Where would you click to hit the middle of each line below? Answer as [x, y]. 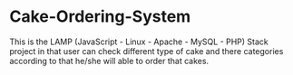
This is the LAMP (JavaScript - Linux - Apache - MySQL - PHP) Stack [139, 42]
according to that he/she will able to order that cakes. [109, 61]
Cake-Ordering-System [100, 17]
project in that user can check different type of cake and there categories [146, 51]
